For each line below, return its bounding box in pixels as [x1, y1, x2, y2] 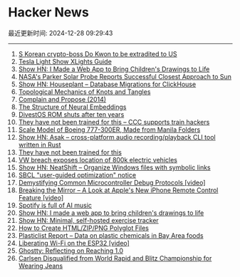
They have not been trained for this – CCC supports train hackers [18, 117, 210, 126]
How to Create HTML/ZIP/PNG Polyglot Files [18, 224, 149, 232]
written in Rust [18, 140, 61, 149]
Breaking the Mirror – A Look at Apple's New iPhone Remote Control [18, 186, 219, 194]
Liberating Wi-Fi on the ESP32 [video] [18, 239, 130, 247]
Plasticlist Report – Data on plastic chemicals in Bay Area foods [18, 231, 204, 239]
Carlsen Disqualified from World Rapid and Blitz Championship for [18, 254, 212, 262]
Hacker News [8, 4, 90, 21]
